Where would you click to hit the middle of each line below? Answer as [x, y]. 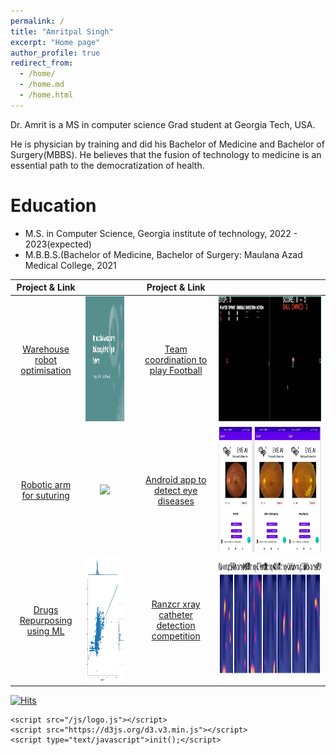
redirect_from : [42, 63]
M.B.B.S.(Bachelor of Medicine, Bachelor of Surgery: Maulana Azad [163, 254]
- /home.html [46, 95]
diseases [176, 501]
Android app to [176, 479]
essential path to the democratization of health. [107, 165]
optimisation [46, 371]
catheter [176, 615]
